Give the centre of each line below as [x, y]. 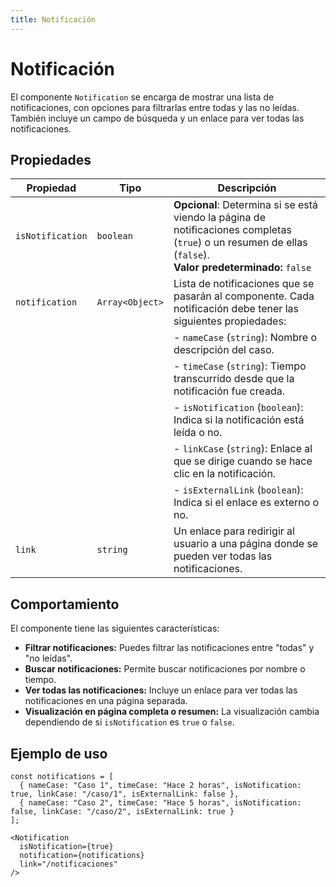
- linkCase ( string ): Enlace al [243, 449]
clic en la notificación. [225, 474]
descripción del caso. [224, 350]
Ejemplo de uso [59, 753]
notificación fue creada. [229, 391]
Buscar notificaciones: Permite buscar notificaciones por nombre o [165, 669]
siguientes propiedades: [230, 321]
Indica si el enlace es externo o [246, 503]
